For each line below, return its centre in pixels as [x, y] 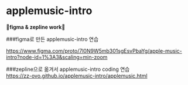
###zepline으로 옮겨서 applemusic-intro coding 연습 [68, 69]
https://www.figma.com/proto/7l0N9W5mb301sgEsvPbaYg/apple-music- [94, 50]
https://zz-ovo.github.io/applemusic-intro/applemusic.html [77, 76]
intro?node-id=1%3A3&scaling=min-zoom [57, 57]
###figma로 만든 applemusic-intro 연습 [52, 39]
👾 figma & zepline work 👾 [36, 27]
